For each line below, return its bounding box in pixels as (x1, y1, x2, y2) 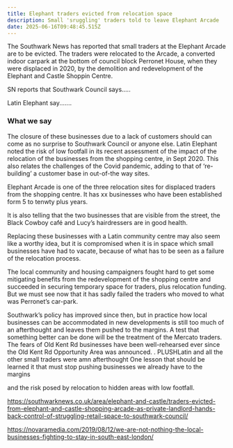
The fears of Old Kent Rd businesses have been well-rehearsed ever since (7, 340, 220, 348)
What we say (7, 116, 52, 126)
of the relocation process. (7, 254, 81, 262)
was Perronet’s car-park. (7, 297, 79, 305)
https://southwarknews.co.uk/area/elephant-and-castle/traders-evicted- (7, 396, 216, 405)
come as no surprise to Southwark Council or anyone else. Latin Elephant (7, 139, 218, 148)
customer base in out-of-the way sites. (38, 169, 150, 178)
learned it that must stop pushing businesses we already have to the (7, 362, 203, 371)
